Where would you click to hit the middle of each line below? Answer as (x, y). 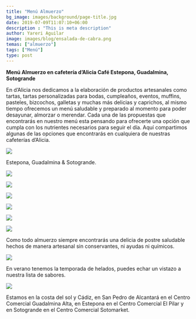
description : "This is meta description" (59, 28)
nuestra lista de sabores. (36, 275)
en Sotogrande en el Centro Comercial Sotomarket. (68, 310)
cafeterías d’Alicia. (28, 139)
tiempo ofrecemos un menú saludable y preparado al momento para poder (96, 108)
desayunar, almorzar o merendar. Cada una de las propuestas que (86, 115)
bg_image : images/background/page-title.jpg (61, 17)
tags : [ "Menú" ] (25, 50)
